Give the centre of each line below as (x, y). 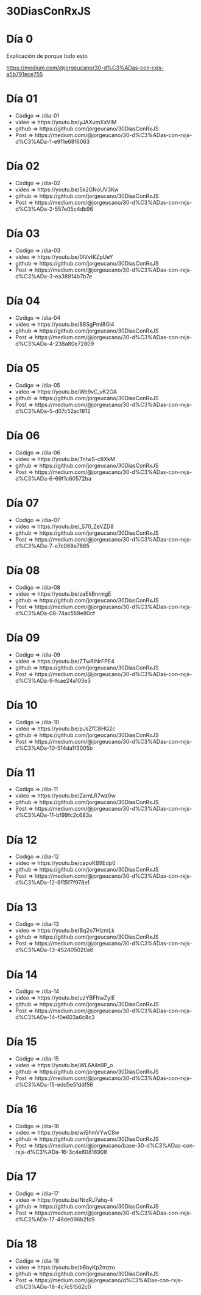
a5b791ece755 (25, 74)
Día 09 (23, 637)
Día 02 (23, 166)
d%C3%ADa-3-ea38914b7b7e (54, 276)
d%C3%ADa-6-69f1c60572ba (53, 478)
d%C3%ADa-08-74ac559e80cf (55, 613)
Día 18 (22, 1244)
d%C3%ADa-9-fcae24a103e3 (53, 680)
